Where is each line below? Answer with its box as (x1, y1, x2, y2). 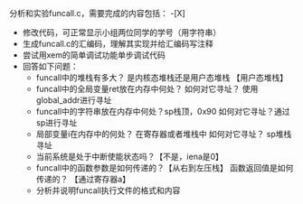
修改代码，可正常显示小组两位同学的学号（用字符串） (22, 27, 222, 38)
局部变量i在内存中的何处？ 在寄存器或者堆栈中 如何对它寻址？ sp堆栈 (35, 129, 292, 139)
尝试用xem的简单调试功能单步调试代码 (22, 50, 166, 60)
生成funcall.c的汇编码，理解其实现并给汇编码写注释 (22, 39, 214, 49)
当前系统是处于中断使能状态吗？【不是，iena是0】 (35, 152, 224, 162)
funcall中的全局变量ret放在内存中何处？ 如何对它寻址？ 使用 (35, 84, 259, 94)
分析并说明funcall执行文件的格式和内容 (35, 185, 181, 196)
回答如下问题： (22, 61, 79, 71)
